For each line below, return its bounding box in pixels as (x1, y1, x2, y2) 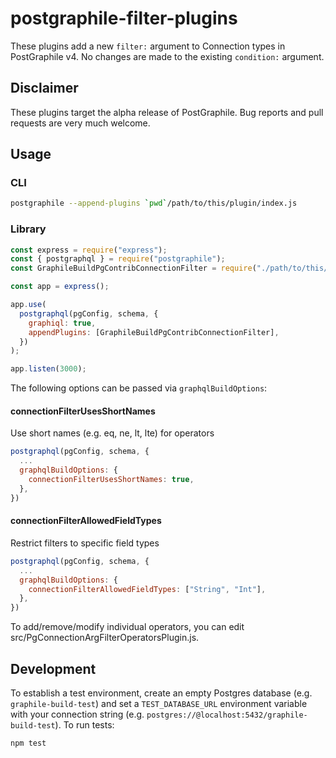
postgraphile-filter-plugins (10, 7, 238, 30)
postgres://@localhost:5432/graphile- (146, 710, 308, 720)
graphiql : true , (28, 318, 97, 328)
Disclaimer (10, 80, 79, 97)
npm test (10, 738, 47, 748)
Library (10, 222, 47, 236)
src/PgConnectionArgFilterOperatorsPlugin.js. (10, 632, 200, 644)
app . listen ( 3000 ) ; (10, 364, 87, 374)
